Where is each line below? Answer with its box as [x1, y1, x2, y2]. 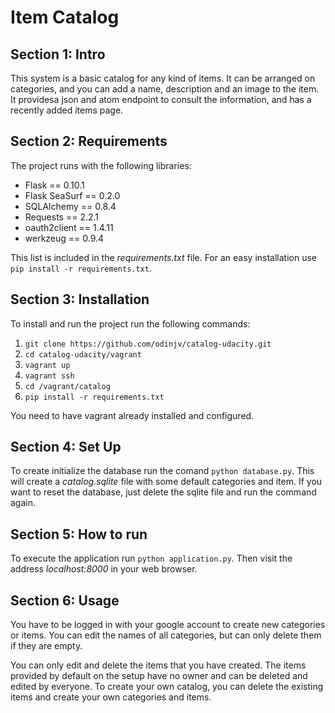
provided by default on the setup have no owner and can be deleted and [10, 670, 308, 682]
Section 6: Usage [10, 592, 120, 609]
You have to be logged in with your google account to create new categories [10, 619, 326, 631]
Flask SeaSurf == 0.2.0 [24, 189, 121, 201]
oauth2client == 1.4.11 [24, 221, 114, 233]
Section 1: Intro [10, 46, 106, 63]
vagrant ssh [24, 371, 75, 381]
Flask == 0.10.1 [24, 179, 85, 191]
